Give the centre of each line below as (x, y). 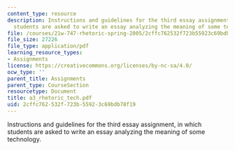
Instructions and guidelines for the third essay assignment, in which (105, 124)
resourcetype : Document (42, 91)
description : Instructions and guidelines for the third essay (101, 20)
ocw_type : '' (26, 72)
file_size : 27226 (33, 40)
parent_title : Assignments (47, 78)
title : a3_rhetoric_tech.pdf (50, 98)
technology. (24, 139)
